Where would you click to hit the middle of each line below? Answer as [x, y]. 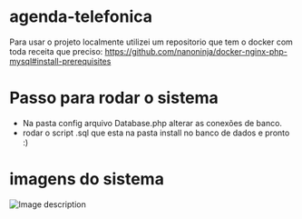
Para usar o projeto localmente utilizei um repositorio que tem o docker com [151, 42]
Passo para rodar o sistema [114, 98]
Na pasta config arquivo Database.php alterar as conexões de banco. [152, 123]
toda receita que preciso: [56, 51]
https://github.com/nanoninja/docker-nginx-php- [196, 51]
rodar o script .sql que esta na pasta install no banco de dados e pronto [156, 133]
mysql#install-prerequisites [60, 61]
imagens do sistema [87, 179]
